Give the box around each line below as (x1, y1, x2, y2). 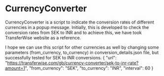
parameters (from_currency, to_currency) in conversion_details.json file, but (5, 50, 159, 55)
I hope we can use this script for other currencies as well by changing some (5, 44, 159, 50)
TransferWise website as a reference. (5, 35, 81, 41)
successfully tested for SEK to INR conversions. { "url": (5, 54, 117, 60)
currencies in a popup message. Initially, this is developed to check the (5, 24, 149, 30)
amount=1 (5, 65, 26, 71)
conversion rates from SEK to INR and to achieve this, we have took (5, 29, 142, 35)
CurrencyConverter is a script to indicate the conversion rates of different (5, 19, 154, 25)
